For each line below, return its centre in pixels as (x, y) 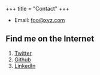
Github (22, 60)
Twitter (23, 53)
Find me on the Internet (50, 39)
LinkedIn (25, 65)
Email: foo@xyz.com (40, 20)
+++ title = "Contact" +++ (37, 9)
